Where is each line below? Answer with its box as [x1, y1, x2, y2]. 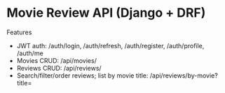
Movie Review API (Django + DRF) [6, 5, 206, 21]
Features [6, 28, 32, 36]
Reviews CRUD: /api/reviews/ [16, 64, 102, 72]
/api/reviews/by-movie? [149, 71, 218, 80]
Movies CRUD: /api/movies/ [16, 56, 97, 64]
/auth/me [16, 49, 43, 57]
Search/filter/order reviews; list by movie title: [16, 71, 149, 80]
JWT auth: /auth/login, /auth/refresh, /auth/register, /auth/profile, [16, 41, 205, 50]
